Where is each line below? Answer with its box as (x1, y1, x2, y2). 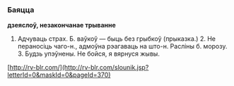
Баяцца (7, 5, 35, 15)
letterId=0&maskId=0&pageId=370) (7, 70, 111, 79)
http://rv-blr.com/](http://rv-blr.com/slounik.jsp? (9, 63, 149, 72)
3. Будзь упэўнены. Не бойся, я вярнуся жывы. (17, 49, 160, 58)
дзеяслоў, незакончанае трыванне (7, 21, 117, 30)
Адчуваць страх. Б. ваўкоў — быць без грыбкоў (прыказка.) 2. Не (17, 35, 216, 43)
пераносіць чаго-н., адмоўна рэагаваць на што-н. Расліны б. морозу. (17, 42, 228, 51)
